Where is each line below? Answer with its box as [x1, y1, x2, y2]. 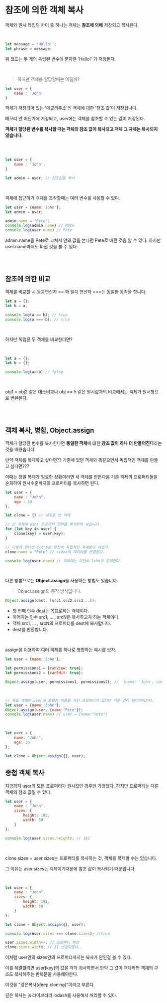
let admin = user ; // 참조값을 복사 [5, 175, 75, 180]
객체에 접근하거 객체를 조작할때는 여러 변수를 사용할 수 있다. [5, 195, 121, 201]
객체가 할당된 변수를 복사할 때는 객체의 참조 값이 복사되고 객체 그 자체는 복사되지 [5, 126, 158, 132]
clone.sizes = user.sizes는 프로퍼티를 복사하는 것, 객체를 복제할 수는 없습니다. [5, 855, 158, 861]
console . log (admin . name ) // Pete [5, 223, 75, 228]
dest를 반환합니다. [12, 627, 48, 633]
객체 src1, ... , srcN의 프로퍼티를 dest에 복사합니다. [12, 620, 112, 626]
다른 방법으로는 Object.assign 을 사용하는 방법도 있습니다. [5, 578, 118, 584]
